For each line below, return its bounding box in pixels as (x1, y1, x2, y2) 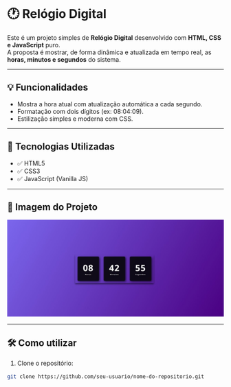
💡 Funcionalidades (7, 82, 88, 93)
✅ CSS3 (16, 167, 41, 175)
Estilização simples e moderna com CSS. (16, 115, 133, 123)
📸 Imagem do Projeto (7, 201, 98, 213)
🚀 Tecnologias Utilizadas (7, 141, 115, 152)
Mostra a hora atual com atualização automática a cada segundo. (16, 99, 203, 108)
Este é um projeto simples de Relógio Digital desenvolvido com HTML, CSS (7, 33, 221, 42)
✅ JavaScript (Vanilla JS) (16, 174, 88, 183)
